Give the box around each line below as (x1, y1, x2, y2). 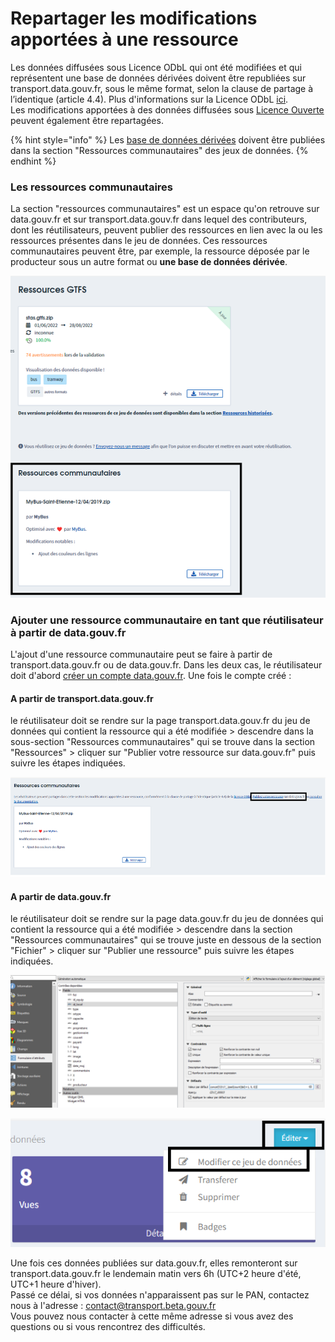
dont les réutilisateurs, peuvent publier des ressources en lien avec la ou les (10, 224, 323, 236)
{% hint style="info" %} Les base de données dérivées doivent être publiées (10, 133, 326, 146)
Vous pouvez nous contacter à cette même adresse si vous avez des (10, 1310, 294, 1322)
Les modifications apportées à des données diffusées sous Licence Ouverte (10, 103, 325, 116)
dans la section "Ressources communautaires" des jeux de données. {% (10, 144, 309, 156)
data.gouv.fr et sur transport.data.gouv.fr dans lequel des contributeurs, (10, 213, 308, 226)
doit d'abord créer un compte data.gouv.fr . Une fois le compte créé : (10, 670, 292, 682)
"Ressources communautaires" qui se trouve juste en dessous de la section (10, 934, 322, 946)
